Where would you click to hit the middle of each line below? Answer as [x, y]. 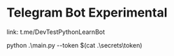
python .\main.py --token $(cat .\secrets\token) [74, 45]
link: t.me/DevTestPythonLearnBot [56, 32]
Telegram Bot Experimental [87, 13]
